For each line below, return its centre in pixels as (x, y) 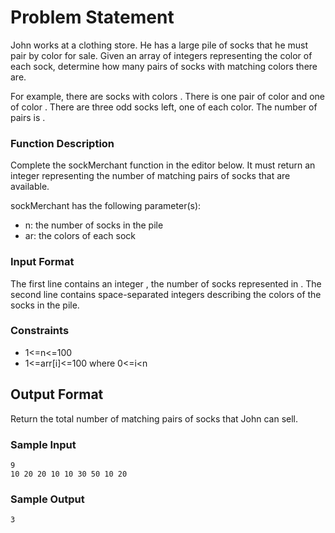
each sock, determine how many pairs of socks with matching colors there (164, 66)
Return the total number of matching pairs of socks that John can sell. (154, 418)
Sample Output (47, 499)
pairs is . (28, 117)
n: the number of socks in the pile (94, 225)
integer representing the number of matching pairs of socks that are (150, 176)
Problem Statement (92, 17)
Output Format (57, 394)
